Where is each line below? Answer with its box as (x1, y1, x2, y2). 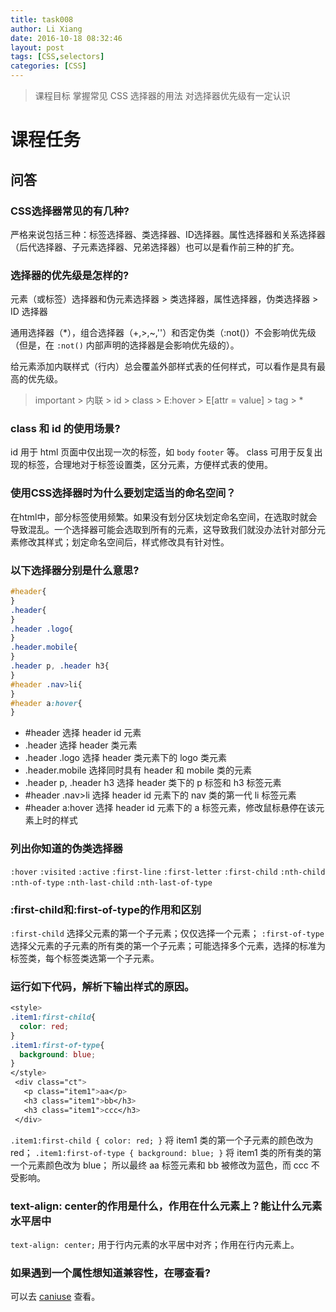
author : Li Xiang (10, 24, 83, 34)
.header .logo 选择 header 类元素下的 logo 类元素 (24, 752, 227, 764)
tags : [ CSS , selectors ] (10, 52, 105, 62)
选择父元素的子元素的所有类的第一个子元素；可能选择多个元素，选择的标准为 (10, 939, 326, 951)
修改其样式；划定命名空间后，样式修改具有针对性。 (18, 536, 230, 548)
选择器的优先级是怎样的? (10, 268, 130, 282)
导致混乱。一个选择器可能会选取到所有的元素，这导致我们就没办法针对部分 (10, 523, 317, 535)
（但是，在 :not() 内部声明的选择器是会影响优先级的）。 (10, 339, 240, 351)
